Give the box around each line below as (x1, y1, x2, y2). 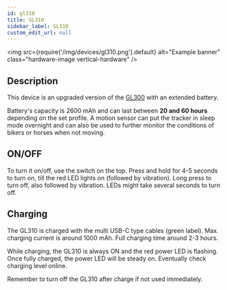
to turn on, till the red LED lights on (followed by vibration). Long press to (7, 173, 212, 182)
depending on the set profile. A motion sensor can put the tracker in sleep (7, 114, 215, 122)
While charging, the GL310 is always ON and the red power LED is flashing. (7, 247, 218, 255)
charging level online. (7, 261, 68, 269)
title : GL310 (7, 16, 44, 23)
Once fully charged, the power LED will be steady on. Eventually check (7, 254, 206, 263)
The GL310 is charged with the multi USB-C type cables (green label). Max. (7, 226, 219, 234)
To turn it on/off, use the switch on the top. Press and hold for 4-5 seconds (7, 166, 218, 175)
